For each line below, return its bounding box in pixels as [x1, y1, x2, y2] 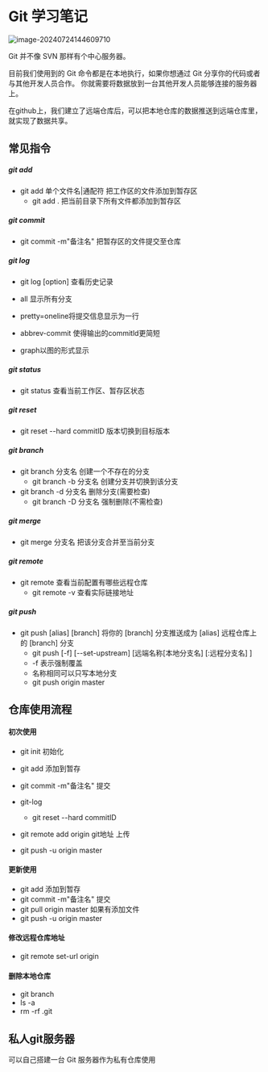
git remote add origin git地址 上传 [19, 829, 130, 839]
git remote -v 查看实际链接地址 [31, 588, 134, 597]
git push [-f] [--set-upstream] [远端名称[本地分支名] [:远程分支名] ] [31, 648, 253, 658]
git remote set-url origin [19, 952, 99, 961]
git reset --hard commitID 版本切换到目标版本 [19, 426, 171, 436]
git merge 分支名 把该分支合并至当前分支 [19, 538, 155, 547]
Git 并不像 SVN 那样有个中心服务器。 [8, 51, 130, 61]
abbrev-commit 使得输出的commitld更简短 [19, 329, 161, 338]
